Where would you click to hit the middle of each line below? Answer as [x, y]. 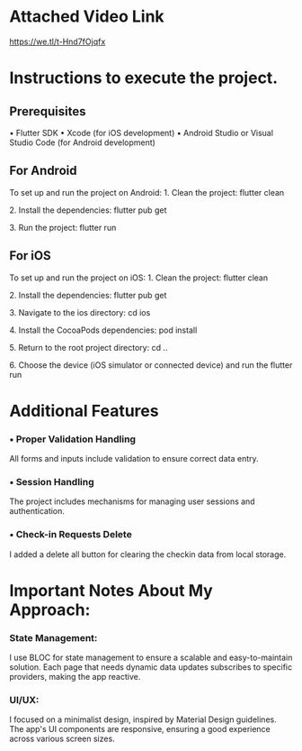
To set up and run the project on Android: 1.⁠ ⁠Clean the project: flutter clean [147, 192]
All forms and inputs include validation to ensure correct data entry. [134, 459]
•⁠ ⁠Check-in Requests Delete [71, 535]
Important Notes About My [111, 590]
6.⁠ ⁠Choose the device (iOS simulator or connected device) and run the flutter [151, 365]
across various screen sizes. [62, 739]
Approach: [50, 609]
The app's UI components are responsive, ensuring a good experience [140, 729]
